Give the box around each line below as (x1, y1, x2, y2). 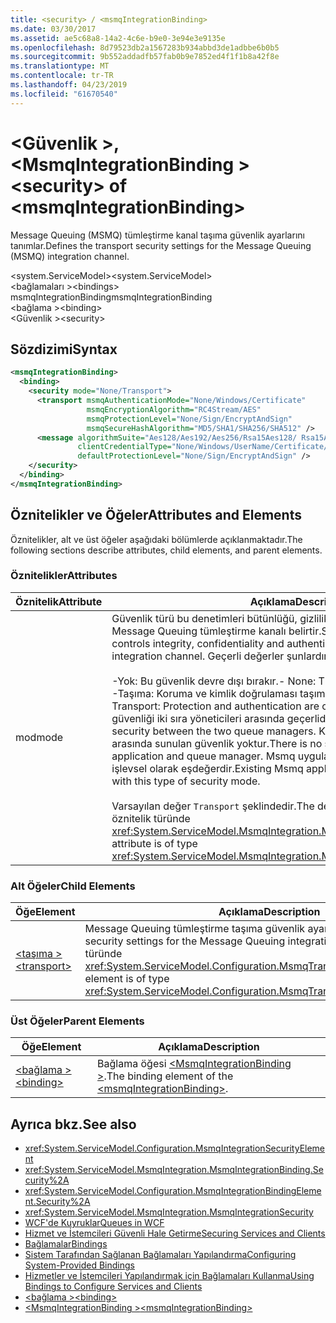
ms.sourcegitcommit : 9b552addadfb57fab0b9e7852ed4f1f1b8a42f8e (10, 52, 280, 62)
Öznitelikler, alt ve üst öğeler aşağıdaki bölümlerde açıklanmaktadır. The (10, 533, 303, 545)
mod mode (15, 730, 64, 744)
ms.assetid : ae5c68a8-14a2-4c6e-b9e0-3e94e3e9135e (10, 33, 226, 43)
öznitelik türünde (111, 811, 191, 825)
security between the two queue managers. (111, 724, 317, 738)
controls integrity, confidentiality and (111, 636, 285, 650)
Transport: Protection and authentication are (111, 699, 320, 713)
